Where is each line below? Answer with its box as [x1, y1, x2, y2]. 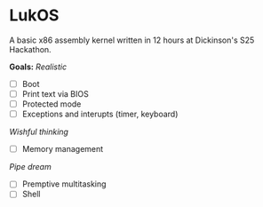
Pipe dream [9, 162, 52, 172]
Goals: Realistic [9, 61, 68, 72]
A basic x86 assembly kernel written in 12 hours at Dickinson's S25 [9, 35, 255, 45]
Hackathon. [9, 44, 52, 54]
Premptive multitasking [21, 179, 107, 189]
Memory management [21, 144, 104, 155]
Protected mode [21, 99, 82, 109]
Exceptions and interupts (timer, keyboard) [21, 108, 179, 120]
